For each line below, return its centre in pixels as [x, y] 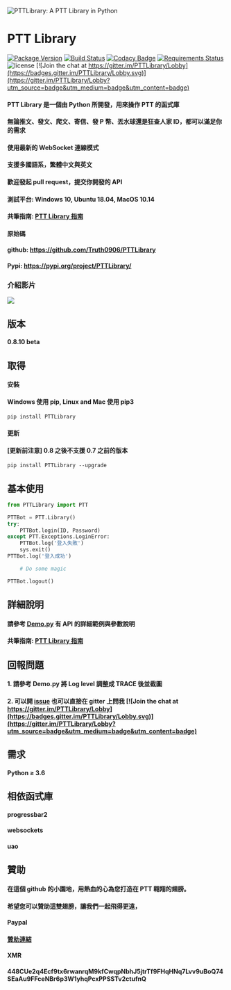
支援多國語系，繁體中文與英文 [50, 165]
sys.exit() [35, 550]
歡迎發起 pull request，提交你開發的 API [65, 181]
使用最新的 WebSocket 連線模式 [53, 147]
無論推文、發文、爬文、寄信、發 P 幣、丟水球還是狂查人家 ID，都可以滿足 [112, 122]
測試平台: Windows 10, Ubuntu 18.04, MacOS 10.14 [81, 199]
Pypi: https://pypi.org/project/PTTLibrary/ [69, 266]
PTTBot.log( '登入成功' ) [39, 556]
